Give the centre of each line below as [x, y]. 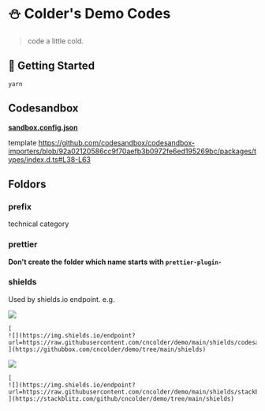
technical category [39, 224]
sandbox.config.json [43, 127]
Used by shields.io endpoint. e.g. [62, 299]
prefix [20, 206]
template [22, 142]
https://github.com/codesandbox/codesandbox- [117, 142]
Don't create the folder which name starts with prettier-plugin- [115, 262]
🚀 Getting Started [52, 66]
